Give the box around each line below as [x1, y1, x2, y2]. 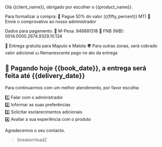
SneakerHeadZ [16, 137, 47, 143]
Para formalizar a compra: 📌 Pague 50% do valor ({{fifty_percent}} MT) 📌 [5, 14, 151, 19]
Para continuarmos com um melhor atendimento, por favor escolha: [5, 84, 140, 90]
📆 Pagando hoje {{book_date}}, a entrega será [5, 64, 147, 72]
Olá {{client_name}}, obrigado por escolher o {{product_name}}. [5, 4, 133, 10]
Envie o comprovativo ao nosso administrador [5, 19, 97, 24]
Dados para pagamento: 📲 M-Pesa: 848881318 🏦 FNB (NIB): [5, 28, 124, 33]
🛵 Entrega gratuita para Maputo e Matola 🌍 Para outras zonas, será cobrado [5, 43, 158, 49]
